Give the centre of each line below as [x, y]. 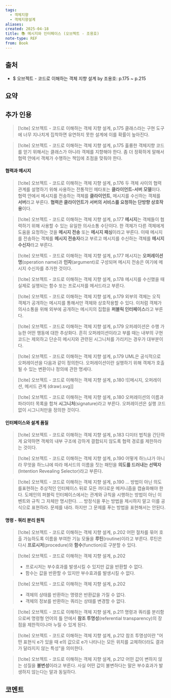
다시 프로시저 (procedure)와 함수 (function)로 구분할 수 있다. [77, 545]
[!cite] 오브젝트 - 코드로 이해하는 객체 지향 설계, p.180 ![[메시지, [81, 380]
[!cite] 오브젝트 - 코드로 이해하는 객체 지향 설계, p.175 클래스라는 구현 [86, 128]
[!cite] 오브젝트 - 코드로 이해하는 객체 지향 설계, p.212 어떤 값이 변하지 [87, 659]
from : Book [17, 43]
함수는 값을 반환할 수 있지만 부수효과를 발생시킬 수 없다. [80, 573]
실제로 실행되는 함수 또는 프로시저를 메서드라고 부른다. [72, 286]
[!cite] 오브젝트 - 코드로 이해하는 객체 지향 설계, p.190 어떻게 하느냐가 [87, 458]
